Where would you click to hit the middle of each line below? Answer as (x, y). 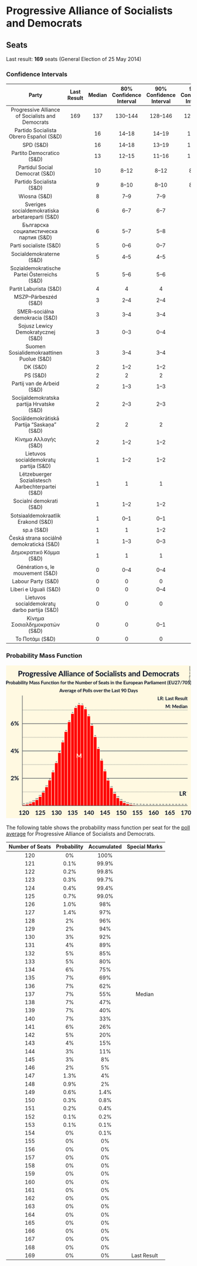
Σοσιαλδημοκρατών (35, 624)
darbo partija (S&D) (35, 610)
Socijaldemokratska (35, 398)
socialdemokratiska (35, 210)
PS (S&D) (35, 375)
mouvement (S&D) (35, 573)
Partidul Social (35, 167)
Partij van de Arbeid (35, 383)
